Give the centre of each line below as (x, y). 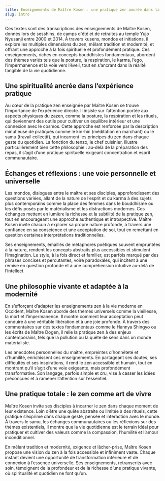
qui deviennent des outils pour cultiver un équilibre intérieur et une (73, 121)
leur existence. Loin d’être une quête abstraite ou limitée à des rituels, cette (81, 411)
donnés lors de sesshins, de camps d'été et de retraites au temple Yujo (77, 34)
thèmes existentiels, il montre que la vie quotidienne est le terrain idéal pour (82, 427)
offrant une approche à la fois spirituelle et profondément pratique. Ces (78, 49)
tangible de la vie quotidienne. (36, 70)
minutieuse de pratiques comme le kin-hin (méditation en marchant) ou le (80, 132)
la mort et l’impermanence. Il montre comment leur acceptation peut (74, 316)
